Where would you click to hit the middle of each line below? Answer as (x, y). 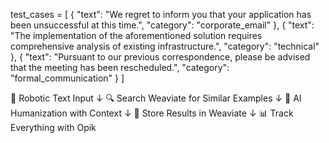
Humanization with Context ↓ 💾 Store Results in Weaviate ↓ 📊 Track (152, 113)
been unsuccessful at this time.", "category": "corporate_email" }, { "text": (162, 25)
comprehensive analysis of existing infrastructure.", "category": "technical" (165, 46)
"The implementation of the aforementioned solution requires (136, 35)
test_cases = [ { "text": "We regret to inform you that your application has (161, 14)
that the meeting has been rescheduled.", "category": (120, 67)
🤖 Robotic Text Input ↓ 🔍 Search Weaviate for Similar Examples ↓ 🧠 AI (156, 98)
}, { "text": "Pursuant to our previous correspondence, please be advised (160, 57)
